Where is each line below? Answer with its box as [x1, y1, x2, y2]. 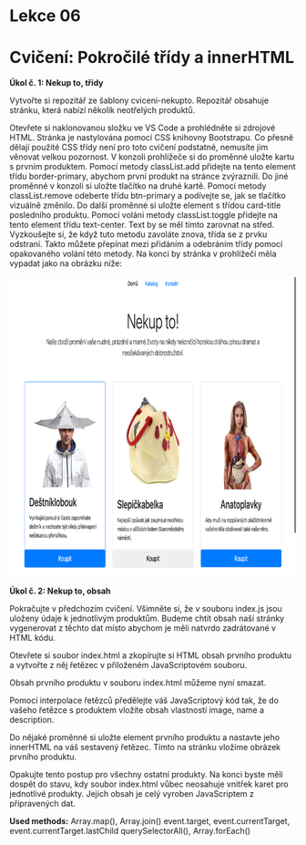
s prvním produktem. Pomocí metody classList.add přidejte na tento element [9, 161, 296, 172]
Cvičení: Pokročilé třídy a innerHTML [9, 47, 294, 68]
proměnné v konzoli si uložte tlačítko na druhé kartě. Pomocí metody [9, 180, 267, 191]
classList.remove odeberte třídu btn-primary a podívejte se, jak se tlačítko [9, 191, 287, 201]
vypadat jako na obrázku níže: [9, 258, 123, 269]
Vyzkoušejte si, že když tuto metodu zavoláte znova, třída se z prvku [9, 229, 268, 240]
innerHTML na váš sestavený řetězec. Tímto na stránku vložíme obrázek [9, 742, 280, 753]
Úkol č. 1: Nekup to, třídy [9, 77, 104, 88]
